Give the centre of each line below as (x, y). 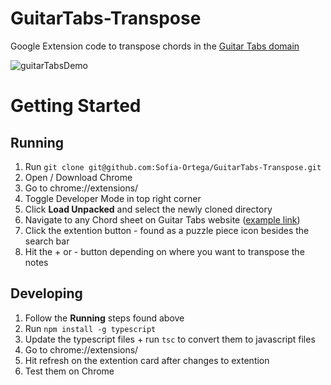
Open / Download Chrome (78, 177)
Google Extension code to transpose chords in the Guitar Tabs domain (155, 46)
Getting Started (76, 106)
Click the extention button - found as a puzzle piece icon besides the (167, 230)
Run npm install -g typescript (90, 328)
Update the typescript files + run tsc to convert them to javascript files (170, 339)
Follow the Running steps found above (104, 318)
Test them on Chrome (69, 371)
